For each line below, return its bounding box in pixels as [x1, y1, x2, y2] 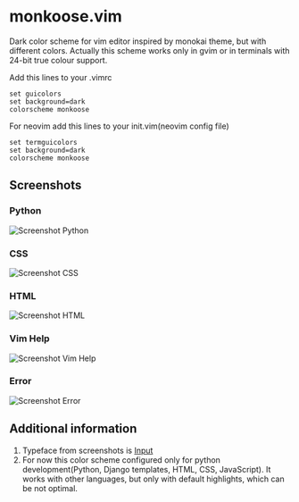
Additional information [9, 422, 137, 437]
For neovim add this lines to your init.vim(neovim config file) [9, 121, 229, 131]
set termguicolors [9, 138, 78, 146]
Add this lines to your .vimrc [9, 71, 112, 82]
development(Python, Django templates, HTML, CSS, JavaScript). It [21, 464, 271, 474]
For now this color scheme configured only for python [21, 454, 221, 465]
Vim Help [9, 332, 51, 345]
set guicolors [9, 89, 62, 98]
